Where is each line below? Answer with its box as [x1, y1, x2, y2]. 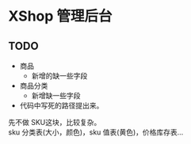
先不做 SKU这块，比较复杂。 [8, 118, 101, 127]
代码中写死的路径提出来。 [19, 100, 104, 110]
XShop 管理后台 [8, 7, 113, 25]
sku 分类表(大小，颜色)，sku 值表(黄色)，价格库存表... [8, 127, 184, 137]
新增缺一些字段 [31, 91, 81, 100]
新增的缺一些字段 [31, 71, 88, 80]
